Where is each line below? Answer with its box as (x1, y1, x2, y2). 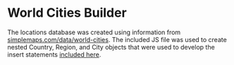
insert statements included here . (7, 50, 101, 59)
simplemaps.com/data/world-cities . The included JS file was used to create (7, 35, 227, 43)
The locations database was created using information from (7, 28, 181, 36)
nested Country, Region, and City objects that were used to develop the (7, 43, 215, 51)
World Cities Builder (7, 5, 127, 21)
